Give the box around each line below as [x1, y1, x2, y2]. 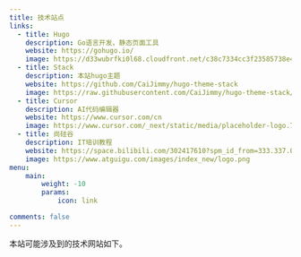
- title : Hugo [17, 30, 70, 39]
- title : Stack [17, 64, 74, 73]
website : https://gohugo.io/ [25, 47, 134, 56]
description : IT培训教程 [25, 138, 113, 147]
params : [41, 188, 70, 197]
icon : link [56, 196, 99, 206]
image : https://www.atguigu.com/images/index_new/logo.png [25, 154, 251, 164]
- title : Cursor [17, 96, 78, 106]
